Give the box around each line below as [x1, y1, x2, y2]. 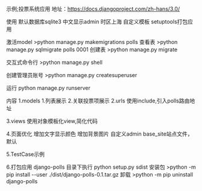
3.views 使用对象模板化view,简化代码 [6, 117, 98, 125]
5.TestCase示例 [6, 151, 45, 158]
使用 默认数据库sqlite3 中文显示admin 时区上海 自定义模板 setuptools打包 [6, 18, 188, 25]
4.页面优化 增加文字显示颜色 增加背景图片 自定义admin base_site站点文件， [6, 130, 193, 137]
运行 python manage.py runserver [6, 84, 90, 92]
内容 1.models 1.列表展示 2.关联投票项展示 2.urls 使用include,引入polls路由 [6, 97, 190, 104]
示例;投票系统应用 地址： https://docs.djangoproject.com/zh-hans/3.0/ [6, 5, 180, 12]
